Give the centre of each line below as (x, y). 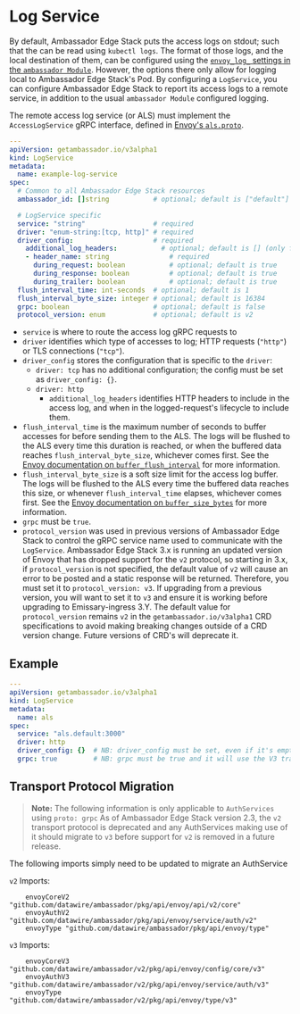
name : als (35, 717)
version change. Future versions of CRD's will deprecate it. (130, 636)
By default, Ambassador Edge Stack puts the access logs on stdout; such (144, 41)
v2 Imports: (30, 880)
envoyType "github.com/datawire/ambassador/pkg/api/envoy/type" (147, 928)
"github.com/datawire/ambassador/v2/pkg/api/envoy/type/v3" (124, 1000)
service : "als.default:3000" (71, 734)
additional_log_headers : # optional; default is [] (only (155, 249)
